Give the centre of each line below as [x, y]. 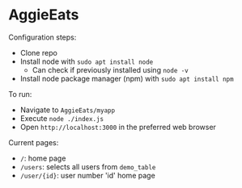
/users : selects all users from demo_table [88, 166]
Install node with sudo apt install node [87, 61]
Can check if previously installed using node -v [110, 69]
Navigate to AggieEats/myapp [68, 110]
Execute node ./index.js [62, 118]
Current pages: [34, 142]
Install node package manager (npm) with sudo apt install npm [127, 78]
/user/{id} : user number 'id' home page [87, 175]
